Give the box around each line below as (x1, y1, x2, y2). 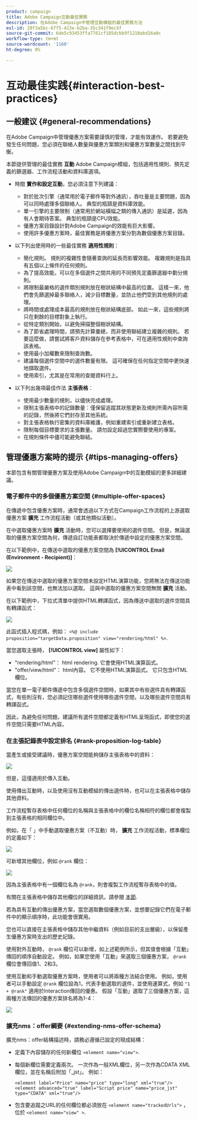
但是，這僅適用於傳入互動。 (6, 775, 73, 782)
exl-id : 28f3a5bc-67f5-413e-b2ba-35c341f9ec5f (6, 25, 122, 31)
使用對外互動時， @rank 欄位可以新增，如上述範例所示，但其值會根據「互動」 (6, 946, 189, 953)
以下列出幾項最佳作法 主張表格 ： (14, 384, 94, 391)
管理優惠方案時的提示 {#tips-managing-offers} (6, 453, 179, 462)
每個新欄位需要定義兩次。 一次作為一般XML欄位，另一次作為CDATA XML (14, 1061, 191, 1068)
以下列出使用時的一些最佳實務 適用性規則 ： (14, 242, 119, 249)
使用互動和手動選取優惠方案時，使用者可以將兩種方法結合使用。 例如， (6, 973, 177, 980)
